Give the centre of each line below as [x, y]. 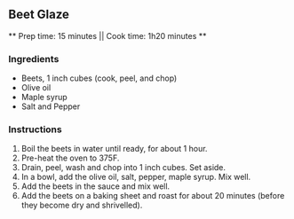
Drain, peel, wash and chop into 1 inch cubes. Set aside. [123, 168]
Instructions [36, 129]
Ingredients [34, 59]
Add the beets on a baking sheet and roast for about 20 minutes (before [153, 196]
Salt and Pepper [51, 106]
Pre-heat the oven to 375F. [70, 158]
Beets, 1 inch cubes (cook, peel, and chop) [99, 78]
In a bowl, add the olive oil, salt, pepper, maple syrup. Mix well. [136, 177]
